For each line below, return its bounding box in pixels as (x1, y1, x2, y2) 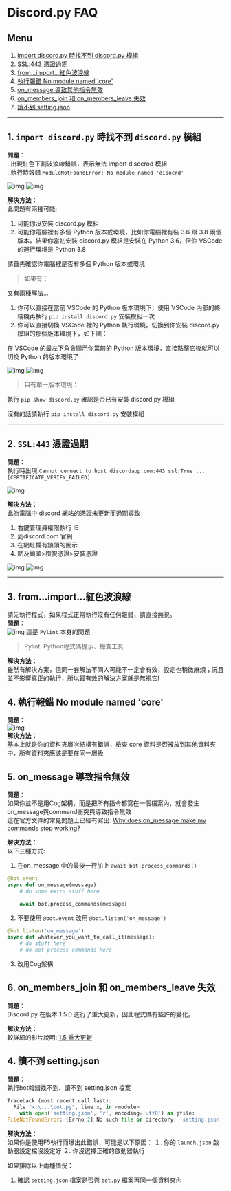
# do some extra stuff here (19, 888, 100, 895)
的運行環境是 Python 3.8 (16, 245, 86, 253)
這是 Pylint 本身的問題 (26, 628, 91, 636)
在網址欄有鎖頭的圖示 (16, 540, 78, 549)
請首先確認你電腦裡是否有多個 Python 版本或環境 (7, 259, 146, 267)
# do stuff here (19, 940, 67, 947)
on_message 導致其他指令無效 (16, 86, 104, 94)
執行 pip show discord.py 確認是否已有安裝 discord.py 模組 (7, 395, 175, 403)
